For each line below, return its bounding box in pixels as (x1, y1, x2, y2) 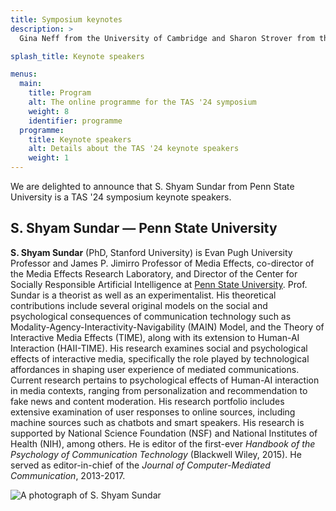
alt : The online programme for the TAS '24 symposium (28, 97, 257, 107)
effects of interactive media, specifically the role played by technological (10, 352, 310, 365)
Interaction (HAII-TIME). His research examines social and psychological (10, 342, 308, 354)
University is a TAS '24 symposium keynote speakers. (10, 191, 232, 203)
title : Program (28, 88, 92, 98)
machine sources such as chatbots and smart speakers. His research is (10, 416, 305, 428)
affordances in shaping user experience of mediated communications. (10, 363, 300, 375)
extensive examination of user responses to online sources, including (10, 406, 296, 418)
